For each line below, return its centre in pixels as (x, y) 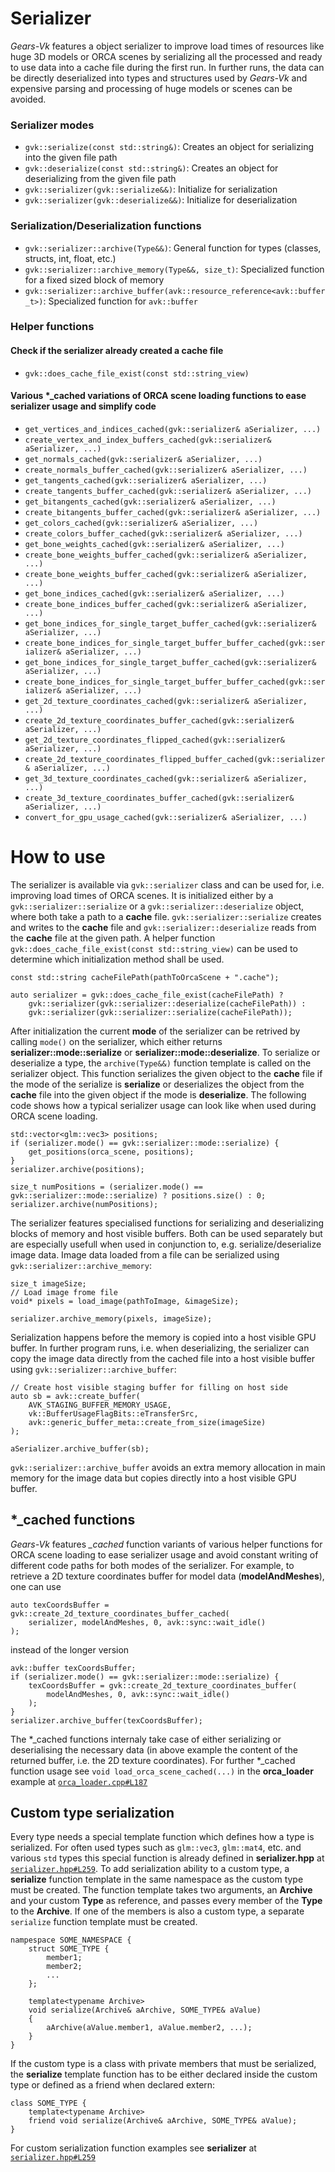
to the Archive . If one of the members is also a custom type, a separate (157, 1911)
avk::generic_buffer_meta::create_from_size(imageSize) (147, 1422)
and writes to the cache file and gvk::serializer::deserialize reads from (163, 927)
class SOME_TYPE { (48, 2103)
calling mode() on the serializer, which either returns (116, 1041)
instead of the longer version (70, 1649)
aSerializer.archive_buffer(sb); (80, 1448)
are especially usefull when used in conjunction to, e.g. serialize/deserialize (166, 1244)
